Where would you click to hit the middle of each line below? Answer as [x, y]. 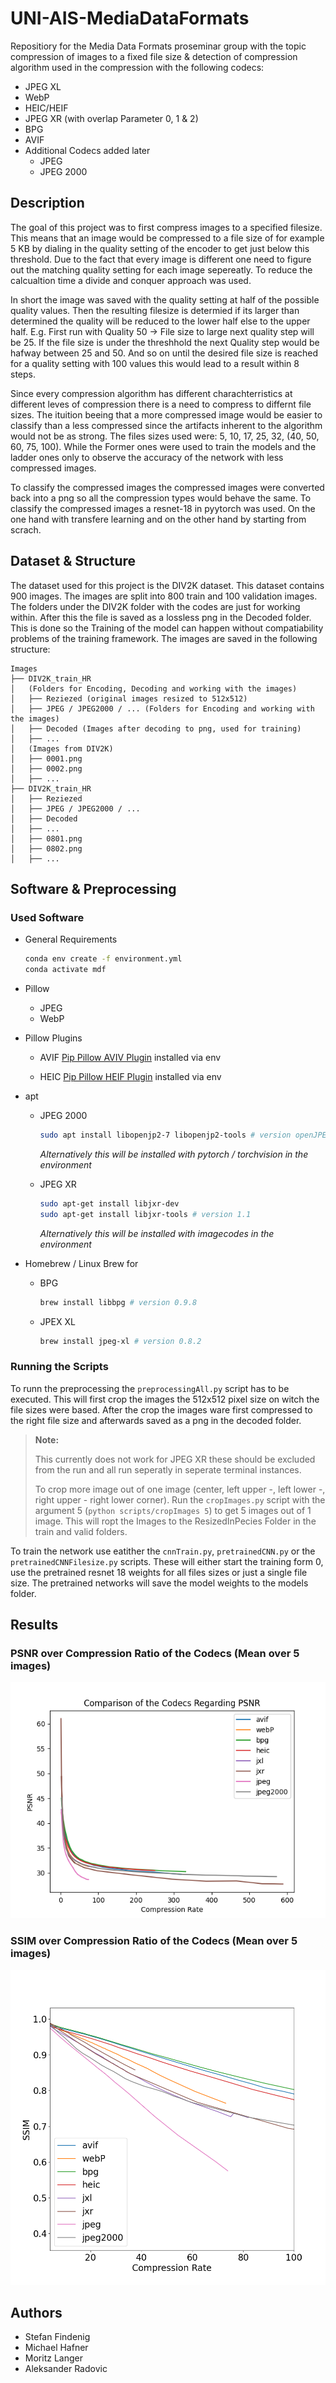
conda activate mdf [65, 970]
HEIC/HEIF [46, 108]
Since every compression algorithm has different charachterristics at [151, 393]
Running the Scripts [59, 1367]
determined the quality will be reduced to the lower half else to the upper [160, 321]
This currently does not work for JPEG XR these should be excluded [175, 1459]
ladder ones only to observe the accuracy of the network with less [147, 457]
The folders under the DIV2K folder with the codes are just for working [155, 606]
